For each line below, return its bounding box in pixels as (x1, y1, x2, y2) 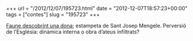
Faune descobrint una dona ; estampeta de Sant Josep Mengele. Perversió (6, 23, 187, 29)
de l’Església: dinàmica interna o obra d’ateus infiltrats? (6, 28, 140, 35)
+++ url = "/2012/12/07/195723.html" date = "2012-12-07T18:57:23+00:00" (6, 5, 188, 12)
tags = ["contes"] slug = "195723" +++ (6, 11, 100, 18)
